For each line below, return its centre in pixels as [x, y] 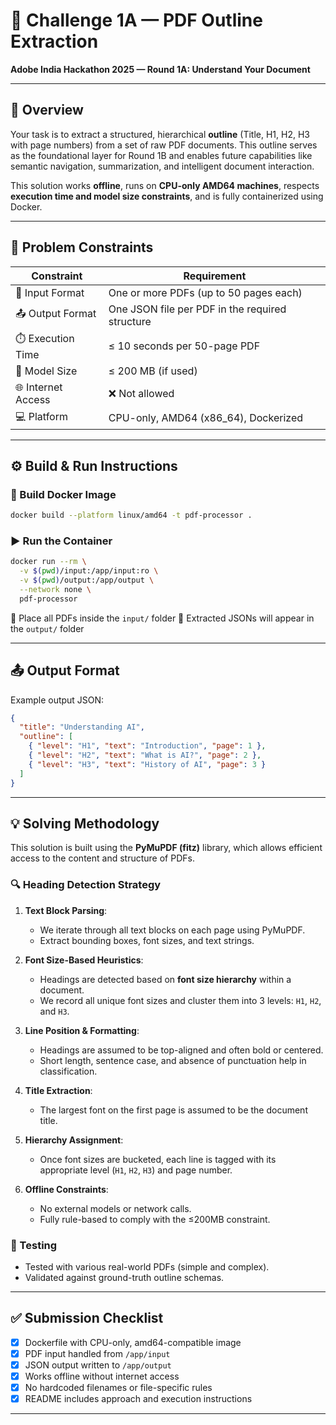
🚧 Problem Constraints [82, 247]
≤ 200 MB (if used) [153, 371]
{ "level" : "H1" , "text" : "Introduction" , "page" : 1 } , [147, 746]
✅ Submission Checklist [87, 1318]
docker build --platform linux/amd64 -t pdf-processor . [131, 515]
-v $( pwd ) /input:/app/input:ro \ [89, 571]
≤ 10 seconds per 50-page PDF [184, 346]
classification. [68, 1071]
